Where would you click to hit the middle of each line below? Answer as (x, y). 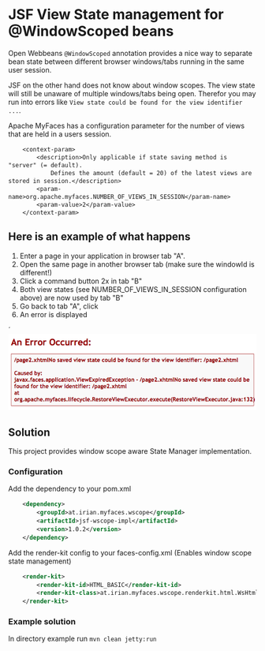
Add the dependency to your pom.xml (70, 489)
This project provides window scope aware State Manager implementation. (130, 451)
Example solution (42, 622)
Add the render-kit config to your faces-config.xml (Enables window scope (130, 552)
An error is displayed (53, 314)
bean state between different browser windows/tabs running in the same (126, 62)
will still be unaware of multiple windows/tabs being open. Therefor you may (132, 93)
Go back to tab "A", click (59, 306)
